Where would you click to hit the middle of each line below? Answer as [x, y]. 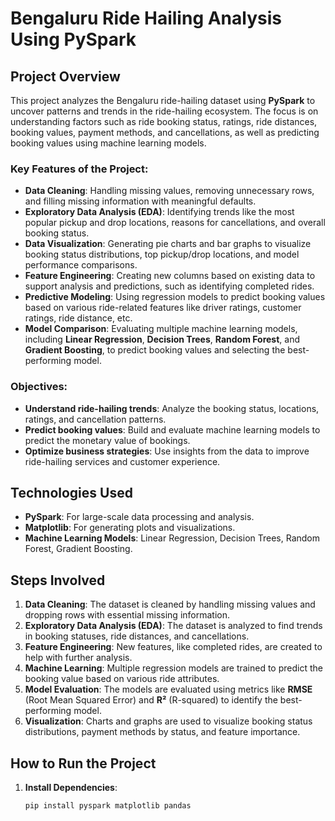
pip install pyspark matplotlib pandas [108, 806]
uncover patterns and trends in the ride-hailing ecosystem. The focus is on [164, 111]
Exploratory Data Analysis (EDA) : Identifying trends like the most [159, 212]
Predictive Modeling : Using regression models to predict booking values [175, 297]
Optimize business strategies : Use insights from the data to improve [167, 451]
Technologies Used [71, 492]
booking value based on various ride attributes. [122, 679]
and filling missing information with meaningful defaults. [140, 201]
